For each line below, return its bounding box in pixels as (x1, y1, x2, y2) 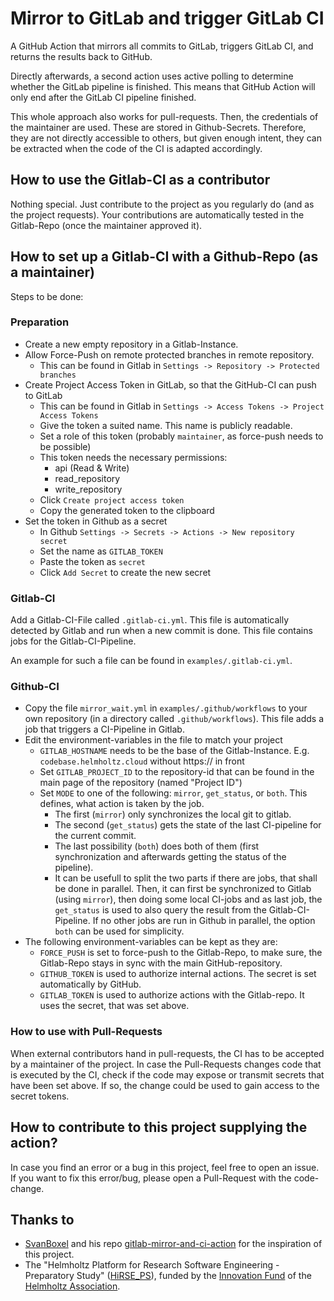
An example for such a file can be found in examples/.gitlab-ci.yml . (10, 655, 293, 667)
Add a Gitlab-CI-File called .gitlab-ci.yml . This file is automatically (10, 614, 290, 626)
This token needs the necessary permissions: (39, 451, 228, 463)
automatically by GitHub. (39, 978, 142, 991)
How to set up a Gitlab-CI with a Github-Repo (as (10, 248, 319, 266)
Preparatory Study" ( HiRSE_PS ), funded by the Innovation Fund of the (24, 1270, 312, 1282)
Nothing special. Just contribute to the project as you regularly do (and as (10, 198, 315, 210)
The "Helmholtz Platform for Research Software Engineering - (24, 1259, 280, 1271)
